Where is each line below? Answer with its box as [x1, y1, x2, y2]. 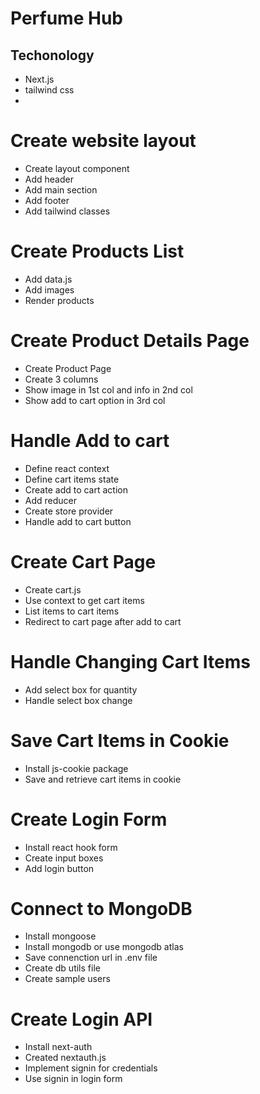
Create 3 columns [24, 373, 99, 385]
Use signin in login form [24, 1073, 123, 1085]
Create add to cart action [24, 483, 128, 496]
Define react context [24, 462, 110, 474]
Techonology [10, 47, 95, 64]
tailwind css [24, 84, 75, 96]
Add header [24, 173, 74, 185]
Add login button [24, 862, 95, 874]
